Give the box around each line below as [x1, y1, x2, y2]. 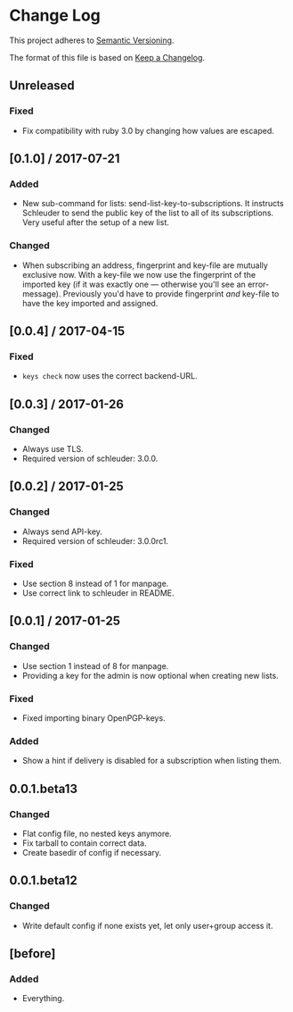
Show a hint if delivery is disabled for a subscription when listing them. [21, 756, 282, 766]
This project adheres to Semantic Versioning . [9, 35, 175, 46]
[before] [9, 946, 56, 961]
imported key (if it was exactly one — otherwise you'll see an [21, 279, 247, 289]
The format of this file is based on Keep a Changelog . [9, 52, 206, 63]
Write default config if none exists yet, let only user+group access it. [21, 920, 273, 931]
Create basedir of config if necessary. [21, 847, 162, 857]
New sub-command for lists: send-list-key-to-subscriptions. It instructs [21, 198, 284, 209]
